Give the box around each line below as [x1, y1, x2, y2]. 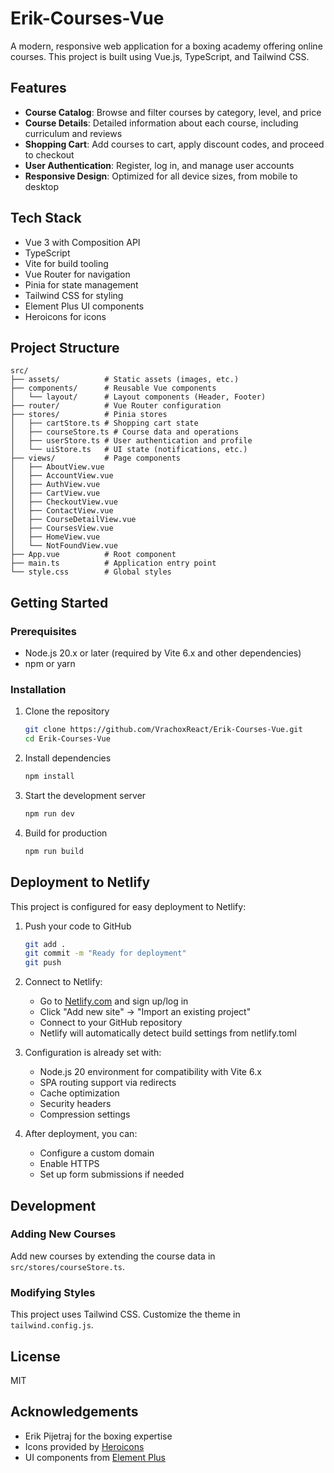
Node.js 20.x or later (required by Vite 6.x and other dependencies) [24, 647, 302, 659]
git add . [24, 939, 67, 949]
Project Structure [10, 339, 120, 356]
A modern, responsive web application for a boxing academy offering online [10, 40, 323, 52]
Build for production [24, 827, 108, 839]
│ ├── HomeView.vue [10, 532, 101, 542]
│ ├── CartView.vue [10, 488, 101, 499]
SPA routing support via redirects [39, 1077, 177, 1089]
